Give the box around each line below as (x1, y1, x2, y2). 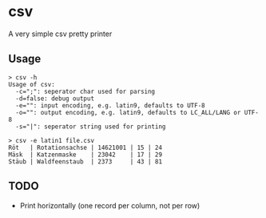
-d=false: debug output (15, 95, 94, 103)
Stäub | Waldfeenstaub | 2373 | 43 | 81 (8, 157, 162, 166)
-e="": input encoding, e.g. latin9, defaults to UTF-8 (15, 101, 205, 110)
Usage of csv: (8, 80, 56, 88)
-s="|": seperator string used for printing (15, 123, 166, 131)
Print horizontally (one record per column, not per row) (19, 200, 200, 210)
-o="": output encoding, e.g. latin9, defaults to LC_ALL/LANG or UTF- (15, 108, 260, 116)
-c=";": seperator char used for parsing (15, 87, 156, 95)
